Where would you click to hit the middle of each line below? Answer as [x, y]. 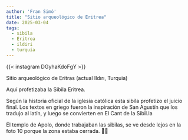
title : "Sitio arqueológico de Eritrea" [57, 17]
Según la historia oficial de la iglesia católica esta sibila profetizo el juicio [94, 101]
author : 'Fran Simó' [32, 11]
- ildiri [22, 45]
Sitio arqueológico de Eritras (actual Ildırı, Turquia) [67, 78]
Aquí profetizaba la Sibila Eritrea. [46, 89]
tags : [13, 28]
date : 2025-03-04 [27, 22]
